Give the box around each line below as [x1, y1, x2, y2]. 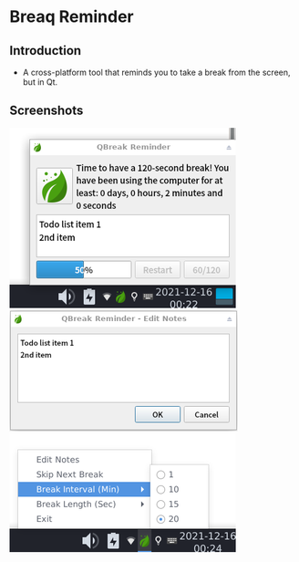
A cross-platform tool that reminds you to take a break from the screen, [22, 67, 291, 78]
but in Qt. [22, 77, 58, 88]
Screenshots [9, 103, 84, 119]
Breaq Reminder [9, 6, 134, 27]
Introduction [9, 43, 82, 58]
